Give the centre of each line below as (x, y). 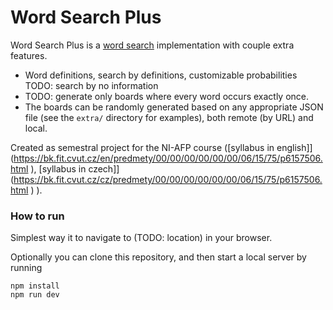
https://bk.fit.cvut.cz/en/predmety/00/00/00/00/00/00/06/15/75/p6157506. (168, 158)
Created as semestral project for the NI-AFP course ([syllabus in (142, 147)
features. (29, 55)
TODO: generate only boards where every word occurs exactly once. (167, 96)
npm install (35, 286)
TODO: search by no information (91, 85)
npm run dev (35, 295)
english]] (294, 147)
